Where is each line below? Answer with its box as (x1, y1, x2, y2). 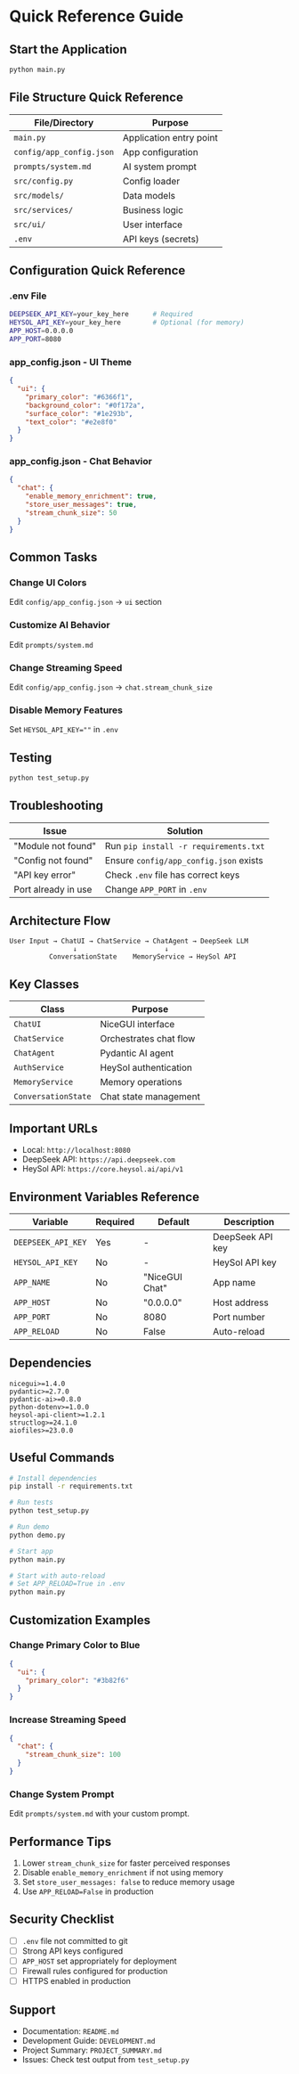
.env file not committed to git (21, 1935, 128, 1946)
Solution (166, 824, 203, 837)
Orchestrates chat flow (100, 1033, 196, 1045)
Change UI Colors (9, 576, 87, 589)
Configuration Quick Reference (9, 263, 186, 278)
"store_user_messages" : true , (25, 501, 138, 510)
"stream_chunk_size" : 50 (25, 508, 117, 518)
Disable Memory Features (9, 704, 123, 716)
